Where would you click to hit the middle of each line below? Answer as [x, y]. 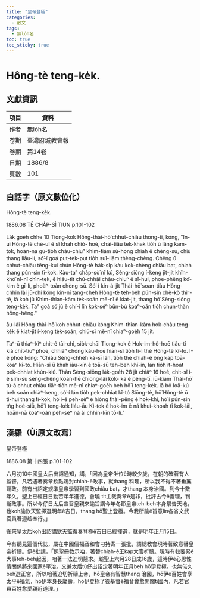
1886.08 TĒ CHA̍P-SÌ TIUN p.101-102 [51, 224]
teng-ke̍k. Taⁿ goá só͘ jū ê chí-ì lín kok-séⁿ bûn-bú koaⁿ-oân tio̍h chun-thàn [98, 306]
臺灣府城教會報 [48, 140]
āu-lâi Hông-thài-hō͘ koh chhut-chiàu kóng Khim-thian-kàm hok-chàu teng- [98, 324]
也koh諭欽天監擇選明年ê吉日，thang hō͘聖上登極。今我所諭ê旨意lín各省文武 [98, 511]
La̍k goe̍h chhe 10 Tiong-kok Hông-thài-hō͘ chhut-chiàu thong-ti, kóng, [93, 237]
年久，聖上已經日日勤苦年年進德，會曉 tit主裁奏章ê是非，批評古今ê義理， [96, 496]
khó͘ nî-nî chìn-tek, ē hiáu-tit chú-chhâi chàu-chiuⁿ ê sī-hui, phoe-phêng [94, 279]
